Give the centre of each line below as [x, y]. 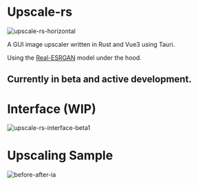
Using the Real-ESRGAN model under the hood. [75, 57]
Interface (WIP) [52, 109]
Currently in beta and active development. [100, 79]
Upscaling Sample [60, 156]
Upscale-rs [40, 12]
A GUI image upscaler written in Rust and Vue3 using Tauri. [91, 44]
